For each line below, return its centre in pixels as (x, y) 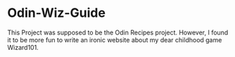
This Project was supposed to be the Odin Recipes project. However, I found (118, 32)
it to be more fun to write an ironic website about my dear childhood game (115, 39)
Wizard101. (23, 47)
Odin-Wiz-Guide (56, 13)
